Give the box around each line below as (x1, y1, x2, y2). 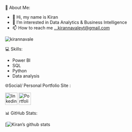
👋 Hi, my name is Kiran (12, 14, 58, 20)
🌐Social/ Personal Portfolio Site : (5, 82, 71, 88)
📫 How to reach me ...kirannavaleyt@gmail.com (12, 25, 110, 30)
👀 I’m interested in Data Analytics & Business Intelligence (12, 20, 128, 25)
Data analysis (12, 73, 40, 79)
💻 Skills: (5, 46, 23, 52)
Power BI (12, 57, 31, 63)
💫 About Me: (5, 5, 30, 10)
